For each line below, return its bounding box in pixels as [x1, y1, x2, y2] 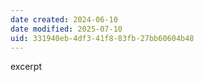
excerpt [10, 61, 42, 73]
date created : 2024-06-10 [10, 14, 118, 25]
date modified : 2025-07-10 [10, 24, 123, 34]
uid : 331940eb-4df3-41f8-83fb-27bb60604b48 [10, 33, 195, 43]
